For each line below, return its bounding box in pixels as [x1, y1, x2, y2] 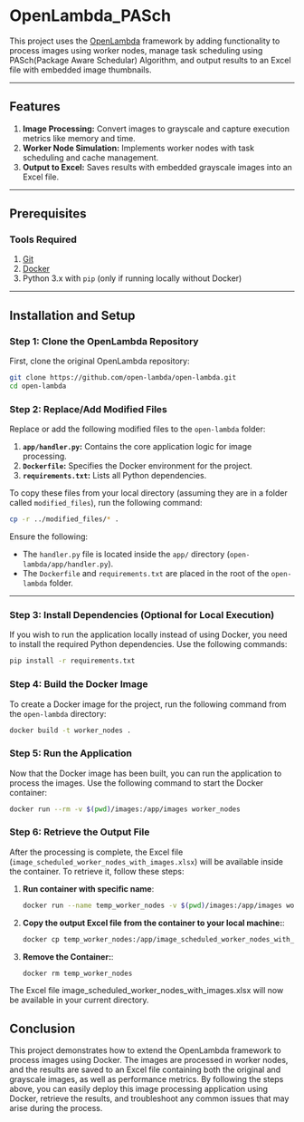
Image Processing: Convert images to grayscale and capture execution [22, 123, 290, 134]
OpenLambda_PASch [9, 5, 172, 26]
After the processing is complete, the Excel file [9, 846, 184, 857]
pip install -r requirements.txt [9, 656, 136, 666]
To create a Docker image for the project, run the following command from [9, 699, 287, 710]
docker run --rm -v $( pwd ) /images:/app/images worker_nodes [9, 804, 242, 814]
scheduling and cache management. [22, 151, 159, 163]
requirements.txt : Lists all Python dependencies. [22, 470, 207, 481]
